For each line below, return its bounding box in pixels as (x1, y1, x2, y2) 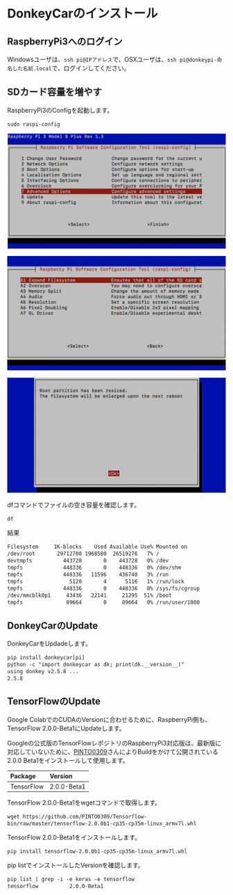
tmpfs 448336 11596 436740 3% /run (7, 571, 169, 579)
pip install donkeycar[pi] (7, 654, 85, 661)
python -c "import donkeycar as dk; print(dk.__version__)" (7, 661, 185, 668)
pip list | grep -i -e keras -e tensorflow (7, 876, 135, 883)
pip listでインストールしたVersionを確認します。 (7, 861, 144, 869)
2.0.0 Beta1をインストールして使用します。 (7, 756, 130, 764)
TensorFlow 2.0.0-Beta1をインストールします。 (7, 833, 141, 841)
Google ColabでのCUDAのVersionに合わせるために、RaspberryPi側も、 (7, 715, 212, 723)
